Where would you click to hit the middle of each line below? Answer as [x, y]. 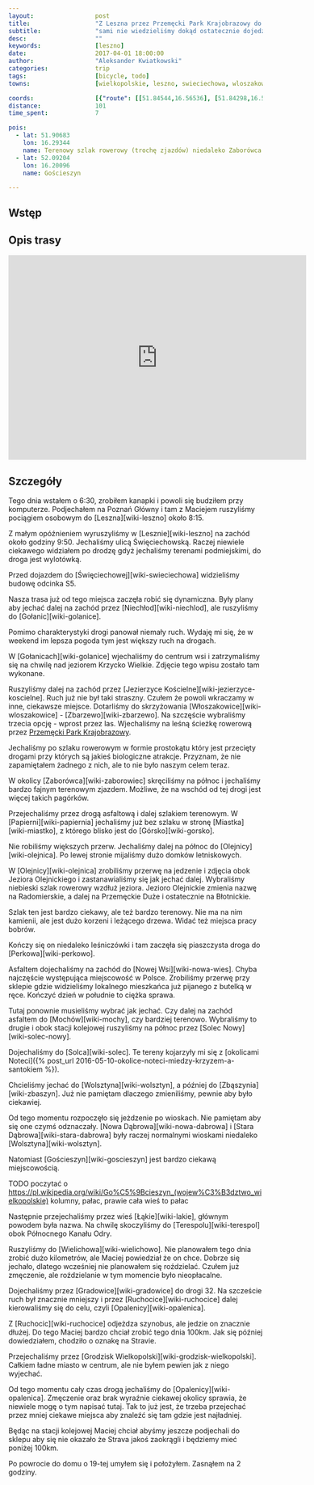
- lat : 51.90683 [43, 135]
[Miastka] [228, 823]
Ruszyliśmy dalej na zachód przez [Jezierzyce [86, 689]
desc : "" [56, 38]
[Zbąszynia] [239, 1085]
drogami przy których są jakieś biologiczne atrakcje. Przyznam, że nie [125, 756]
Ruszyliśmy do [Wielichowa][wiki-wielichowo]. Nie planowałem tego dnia [130, 1250]
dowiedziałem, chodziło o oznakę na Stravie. [83, 1341]
